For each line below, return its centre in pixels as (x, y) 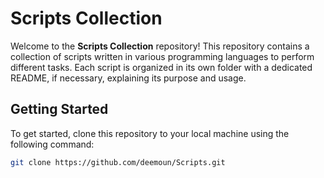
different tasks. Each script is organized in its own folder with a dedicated (161, 67)
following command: (52, 144)
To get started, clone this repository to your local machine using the (150, 133)
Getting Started (59, 109)
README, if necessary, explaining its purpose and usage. (128, 78)
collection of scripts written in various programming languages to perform (162, 56)
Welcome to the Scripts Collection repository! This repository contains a (160, 46)
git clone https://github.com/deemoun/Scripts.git (118, 162)
